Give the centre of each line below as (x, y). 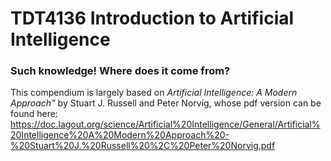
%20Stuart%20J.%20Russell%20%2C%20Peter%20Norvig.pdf (143, 146)
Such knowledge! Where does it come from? (120, 71)
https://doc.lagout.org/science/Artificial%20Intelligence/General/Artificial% (165, 124)
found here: (34, 114)
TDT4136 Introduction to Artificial (152, 18)
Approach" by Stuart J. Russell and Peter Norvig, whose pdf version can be (166, 103)
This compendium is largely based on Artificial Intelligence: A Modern (154, 93)
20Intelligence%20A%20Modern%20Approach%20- (120, 135)
